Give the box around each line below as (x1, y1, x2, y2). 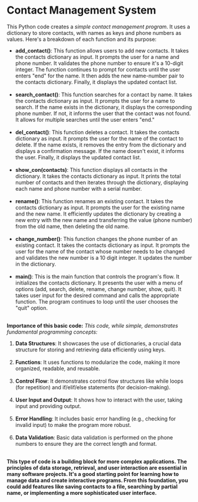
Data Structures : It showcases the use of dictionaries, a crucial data (15, 340, 181, 347)
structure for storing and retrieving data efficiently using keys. (15, 346, 166, 353)
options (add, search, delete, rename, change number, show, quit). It (15, 285, 181, 292)
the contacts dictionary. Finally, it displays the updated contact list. (15, 78, 177, 86)
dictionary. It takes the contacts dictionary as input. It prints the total (15, 172, 181, 180)
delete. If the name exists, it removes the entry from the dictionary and (15, 141, 187, 148)
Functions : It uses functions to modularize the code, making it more (15, 358, 180, 366)
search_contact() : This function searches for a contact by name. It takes (15, 91, 193, 98)
